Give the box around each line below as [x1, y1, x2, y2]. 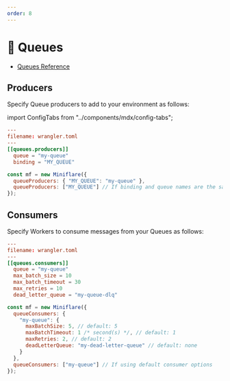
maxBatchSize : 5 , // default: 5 [25, 323, 118, 330]
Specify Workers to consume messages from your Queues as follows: [7, 227, 204, 235]
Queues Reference [16, 62, 71, 71]
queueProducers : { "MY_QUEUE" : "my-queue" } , [13, 177, 146, 184]
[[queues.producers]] [7, 146, 69, 153]
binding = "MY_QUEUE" [13, 158, 75, 165]
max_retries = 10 [13, 285, 63, 292]
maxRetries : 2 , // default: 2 [25, 336, 112, 343]
